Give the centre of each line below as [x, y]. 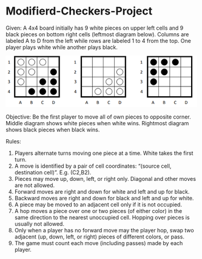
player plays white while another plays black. [62, 47]
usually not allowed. [39, 224]
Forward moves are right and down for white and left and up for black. [102, 191]
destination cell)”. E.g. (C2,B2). [53, 172]
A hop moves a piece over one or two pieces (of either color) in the [98, 211]
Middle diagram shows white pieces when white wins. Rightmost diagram [97, 123]
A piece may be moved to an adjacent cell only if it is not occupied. [98, 205]
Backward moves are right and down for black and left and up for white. [104, 198]
